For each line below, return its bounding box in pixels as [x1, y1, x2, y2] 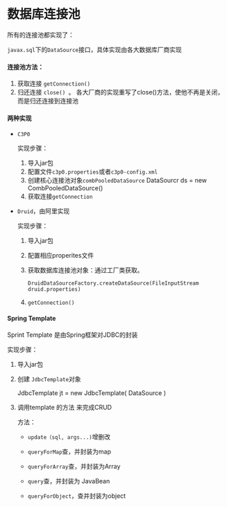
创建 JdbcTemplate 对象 [17, 374, 81, 383]
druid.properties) [27, 286, 81, 293]
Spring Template [7, 314, 56, 322]
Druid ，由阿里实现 [17, 207, 70, 215]
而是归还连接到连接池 [17, 97, 78, 105]
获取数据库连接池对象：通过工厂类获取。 [27, 266, 144, 274]
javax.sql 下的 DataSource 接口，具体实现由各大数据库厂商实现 [7, 45, 183, 53]
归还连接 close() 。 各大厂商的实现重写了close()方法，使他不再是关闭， [17, 88, 224, 97]
